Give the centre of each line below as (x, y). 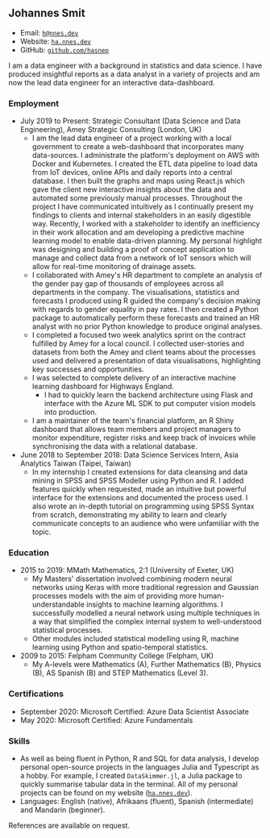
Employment (34, 103)
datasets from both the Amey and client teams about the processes (144, 352)
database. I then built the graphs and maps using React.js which (138, 181)
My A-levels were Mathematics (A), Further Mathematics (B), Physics (147, 665)
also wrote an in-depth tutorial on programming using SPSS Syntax (143, 506)
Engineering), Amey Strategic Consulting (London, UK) (111, 130)
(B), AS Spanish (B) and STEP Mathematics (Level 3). (120, 673)
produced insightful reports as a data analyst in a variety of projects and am (134, 74)
